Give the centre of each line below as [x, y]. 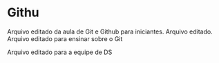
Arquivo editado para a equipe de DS [60, 52]
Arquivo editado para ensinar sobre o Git [65, 38]
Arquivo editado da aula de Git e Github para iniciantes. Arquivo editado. [110, 32]
